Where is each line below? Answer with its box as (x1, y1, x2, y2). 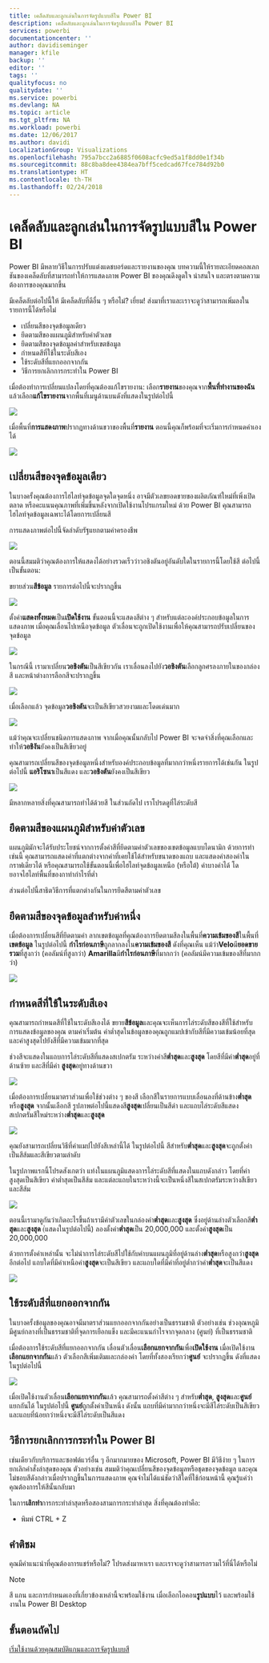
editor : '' (9, 64, 46, 72)
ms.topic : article (9, 109, 70, 117)
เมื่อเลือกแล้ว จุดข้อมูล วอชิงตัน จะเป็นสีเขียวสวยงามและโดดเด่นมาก (9, 701, 180, 711)
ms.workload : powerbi (9, 123, 82, 131)
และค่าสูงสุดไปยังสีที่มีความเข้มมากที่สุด (9, 1035, 109, 1045)
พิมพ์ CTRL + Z (20, 1514, 67, 1524)
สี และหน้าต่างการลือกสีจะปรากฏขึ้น (9, 670, 101, 680)
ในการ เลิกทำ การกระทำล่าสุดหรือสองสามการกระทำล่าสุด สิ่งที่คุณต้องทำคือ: (9, 1498, 201, 1508)
